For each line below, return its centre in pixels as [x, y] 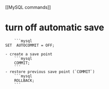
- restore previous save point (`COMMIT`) [50, 72]
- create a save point [29, 54]
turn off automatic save [55, 28]
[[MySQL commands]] [28, 7]
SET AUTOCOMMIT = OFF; [30, 45]
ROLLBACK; [24, 80]
